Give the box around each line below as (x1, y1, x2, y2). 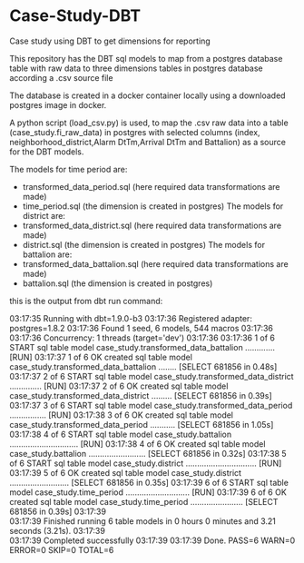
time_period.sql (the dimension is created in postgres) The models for (22, 201, 284, 212)
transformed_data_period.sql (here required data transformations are (22, 181, 280, 192)
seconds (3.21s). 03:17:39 (9, 525, 106, 536)
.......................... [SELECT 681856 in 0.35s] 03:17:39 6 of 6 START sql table (9, 477, 289, 488)
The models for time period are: (9, 163, 128, 174)
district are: (22, 210, 66, 221)
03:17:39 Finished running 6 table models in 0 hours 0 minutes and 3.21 (9, 515, 277, 527)
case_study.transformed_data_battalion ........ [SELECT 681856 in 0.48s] (9, 361, 278, 372)
